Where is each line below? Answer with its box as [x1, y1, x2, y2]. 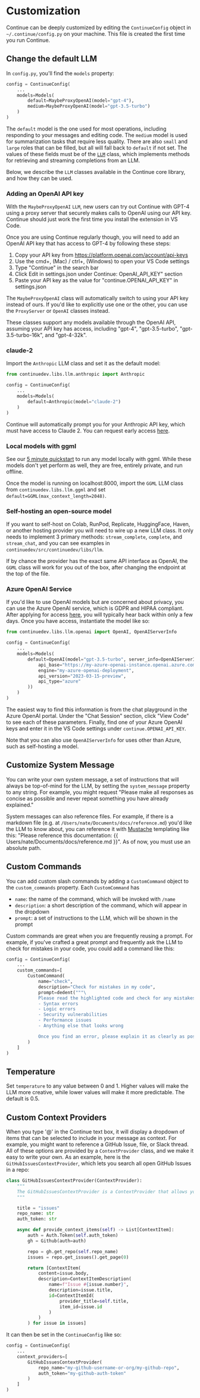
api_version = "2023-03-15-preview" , [37, 673, 127, 679]
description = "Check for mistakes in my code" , [37, 984, 156, 990]
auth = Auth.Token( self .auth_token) [27, 1232, 118, 1238]
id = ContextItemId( [48, 1293, 95, 1299]
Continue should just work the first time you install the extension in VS [6, 216, 178, 223]
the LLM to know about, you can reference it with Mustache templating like [6, 825, 189, 832]
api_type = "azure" [37, 678, 82, 684]
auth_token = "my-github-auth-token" [37, 1370, 127, 1377]
